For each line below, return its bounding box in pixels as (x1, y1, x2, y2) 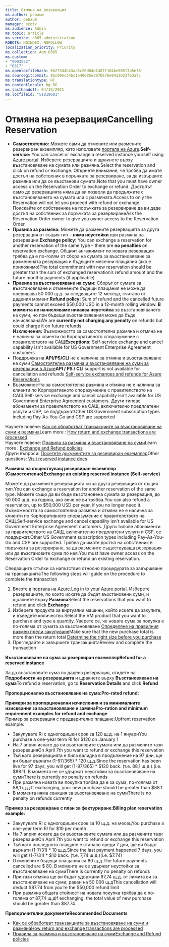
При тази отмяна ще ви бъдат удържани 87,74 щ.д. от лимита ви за (12, 874, 157, 880)
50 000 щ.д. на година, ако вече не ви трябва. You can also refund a (5, 497, 150, 503)
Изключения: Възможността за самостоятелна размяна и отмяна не (12, 328, 162, 334)
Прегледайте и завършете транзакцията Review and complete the (12, 640, 152, 646)
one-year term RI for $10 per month (12, 826, 87, 832)
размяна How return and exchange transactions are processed (12, 925, 143, 931)
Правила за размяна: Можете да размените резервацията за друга (12, 226, 160, 232)
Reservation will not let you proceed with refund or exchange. (12, 200, 141, 206)
